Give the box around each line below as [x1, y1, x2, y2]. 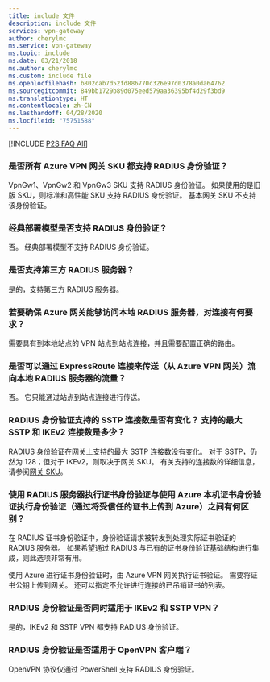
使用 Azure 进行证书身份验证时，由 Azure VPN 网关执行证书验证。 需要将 [8, 570, 251, 580]
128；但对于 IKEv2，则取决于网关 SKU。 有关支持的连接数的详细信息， [23, 456, 260, 466]
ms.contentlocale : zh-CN [8, 102, 92, 110]
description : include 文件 [8, 19, 97, 27]
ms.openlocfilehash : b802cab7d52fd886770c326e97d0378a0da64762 [8, 79, 226, 87]
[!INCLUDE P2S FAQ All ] [8, 139, 89, 148]
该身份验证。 [8, 201, 51, 210]
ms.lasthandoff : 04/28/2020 [8, 110, 103, 118]
